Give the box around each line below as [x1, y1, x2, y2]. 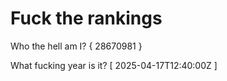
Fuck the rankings [10, 7, 163, 30]
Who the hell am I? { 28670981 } [10, 40, 143, 52]
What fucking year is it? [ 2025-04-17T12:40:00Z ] [10, 59, 218, 71]
